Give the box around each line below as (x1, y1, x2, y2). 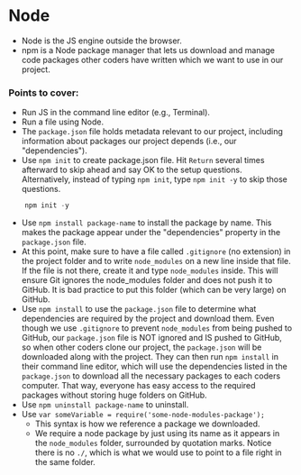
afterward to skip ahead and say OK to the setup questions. (21, 164, 242, 176)
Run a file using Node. (21, 116, 105, 127)
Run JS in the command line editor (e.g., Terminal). (21, 107, 211, 118)
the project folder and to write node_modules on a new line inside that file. (21, 256, 292, 267)
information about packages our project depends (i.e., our (21, 136, 237, 147)
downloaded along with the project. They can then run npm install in (21, 352, 278, 362)
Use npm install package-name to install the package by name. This (21, 217, 272, 228)
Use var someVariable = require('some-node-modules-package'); (21, 409, 265, 420)
